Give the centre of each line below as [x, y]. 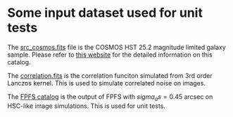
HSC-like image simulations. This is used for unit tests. [86, 106]
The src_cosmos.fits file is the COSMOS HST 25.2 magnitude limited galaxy [117, 47]
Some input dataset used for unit [105, 13]
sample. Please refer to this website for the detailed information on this [110, 55]
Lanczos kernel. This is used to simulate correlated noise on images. [107, 83]
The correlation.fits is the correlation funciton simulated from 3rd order [110, 76]
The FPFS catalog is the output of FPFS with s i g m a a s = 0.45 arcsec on [110, 97]
